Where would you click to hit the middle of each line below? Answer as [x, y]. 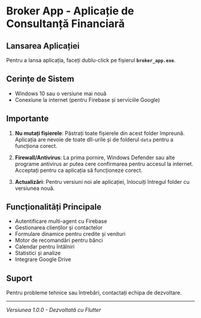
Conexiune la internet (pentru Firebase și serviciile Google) [87, 99]
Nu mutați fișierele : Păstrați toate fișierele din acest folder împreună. [100, 133]
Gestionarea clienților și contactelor [59, 228]
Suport [19, 278]
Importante [28, 119]
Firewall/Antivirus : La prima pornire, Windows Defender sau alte [95, 158]
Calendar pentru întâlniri [45, 247]
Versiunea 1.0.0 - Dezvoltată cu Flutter [54, 310]
